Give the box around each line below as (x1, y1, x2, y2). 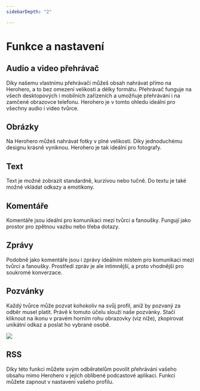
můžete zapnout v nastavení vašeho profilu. (6, 378, 114, 385)
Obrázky (6, 122, 39, 132)
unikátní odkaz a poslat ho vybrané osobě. (6, 321, 111, 328)
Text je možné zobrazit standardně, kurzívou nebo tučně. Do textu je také (6, 177, 187, 184)
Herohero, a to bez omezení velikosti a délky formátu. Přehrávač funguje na (6, 85, 192, 93)
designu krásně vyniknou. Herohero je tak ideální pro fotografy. (6, 144, 162, 151)
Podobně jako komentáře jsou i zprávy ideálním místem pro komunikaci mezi (6, 256, 195, 263)
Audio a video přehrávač (6, 63, 100, 73)
